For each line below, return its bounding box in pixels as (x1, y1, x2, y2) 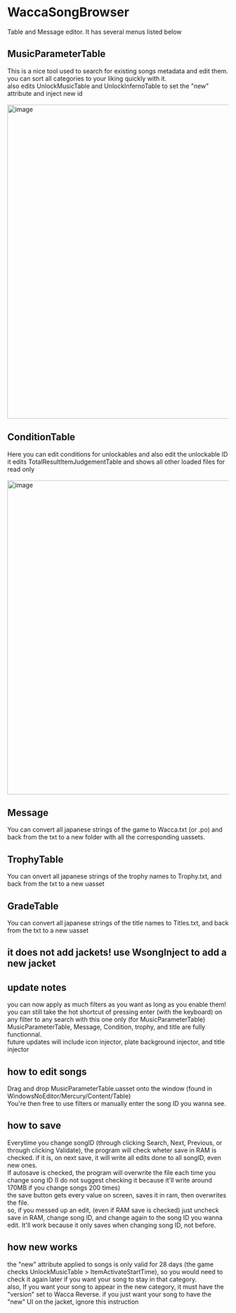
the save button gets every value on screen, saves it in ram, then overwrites (7, 1190, 227, 1199)
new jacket (7, 958, 56, 970)
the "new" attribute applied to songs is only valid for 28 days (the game (7, 1259, 214, 1269)
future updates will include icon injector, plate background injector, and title (7, 1037, 225, 1047)
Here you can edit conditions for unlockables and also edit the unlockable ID (7, 450, 228, 458)
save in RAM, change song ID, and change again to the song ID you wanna (7, 1213, 223, 1221)
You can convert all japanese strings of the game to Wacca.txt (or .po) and (7, 825, 223, 834)
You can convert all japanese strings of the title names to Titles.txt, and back (7, 919, 229, 927)
